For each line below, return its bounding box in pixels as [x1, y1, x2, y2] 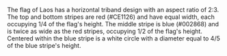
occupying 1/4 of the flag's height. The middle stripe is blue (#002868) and [7, 20, 219, 28]
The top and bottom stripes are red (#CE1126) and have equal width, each [7, 13, 215, 21]
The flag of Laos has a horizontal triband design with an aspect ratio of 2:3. [7, 6, 219, 13]
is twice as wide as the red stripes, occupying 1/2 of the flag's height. [7, 27, 203, 35]
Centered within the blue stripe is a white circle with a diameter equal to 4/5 [7, 34, 220, 43]
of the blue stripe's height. [7, 42, 81, 49]
